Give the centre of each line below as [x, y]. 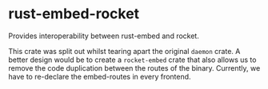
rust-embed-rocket [74, 14]
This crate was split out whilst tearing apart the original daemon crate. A [124, 51]
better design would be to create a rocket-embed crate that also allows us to [132, 60]
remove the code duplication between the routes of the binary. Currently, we [134, 68]
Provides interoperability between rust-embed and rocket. [104, 36]
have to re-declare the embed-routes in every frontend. [100, 76]
